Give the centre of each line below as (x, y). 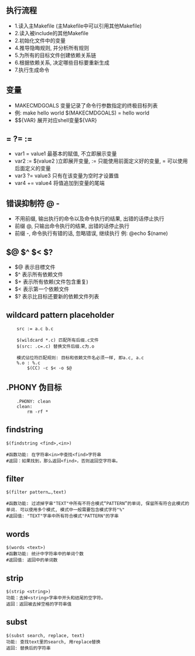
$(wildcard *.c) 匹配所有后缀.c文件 (58, 340)
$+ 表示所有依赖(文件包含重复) (52, 282)
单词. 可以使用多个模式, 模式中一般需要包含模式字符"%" (65, 510)
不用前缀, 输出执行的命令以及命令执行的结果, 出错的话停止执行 (89, 218)
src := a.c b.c (35, 329)
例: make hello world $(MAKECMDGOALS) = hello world (82, 113)
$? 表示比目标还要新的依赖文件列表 (57, 297)
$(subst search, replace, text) (45, 635)
